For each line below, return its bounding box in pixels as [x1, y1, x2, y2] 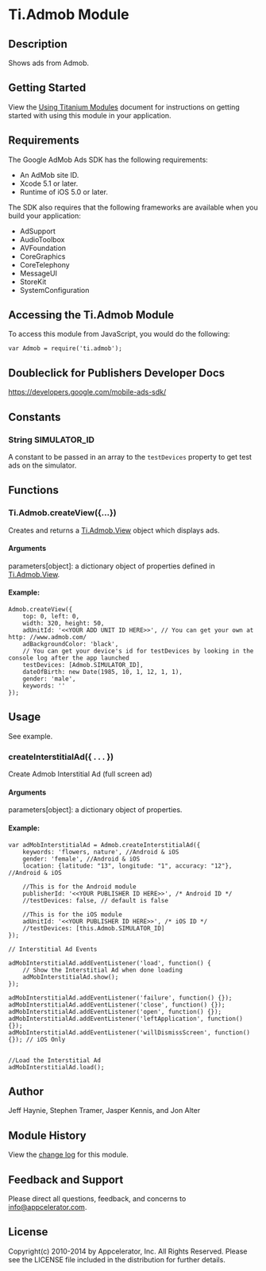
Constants [8, 410, 61, 424]
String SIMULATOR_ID [8, 434, 95, 445]
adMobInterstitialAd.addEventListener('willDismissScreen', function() [8, 1028, 250, 1037]
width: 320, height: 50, [22, 619, 105, 628]
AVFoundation [19, 243, 66, 252]
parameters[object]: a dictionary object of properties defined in [8, 561, 216, 571]
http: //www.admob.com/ [8, 634, 87, 641]
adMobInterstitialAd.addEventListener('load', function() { [8, 959, 212, 967]
